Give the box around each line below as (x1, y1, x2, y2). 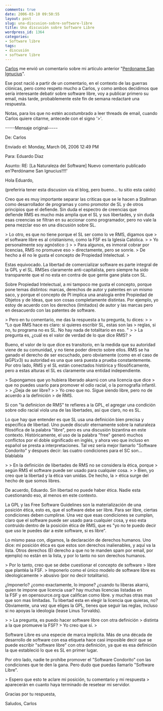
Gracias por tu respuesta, (5, 691, 56, 697)
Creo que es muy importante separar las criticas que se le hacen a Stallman (5, 196, 157, 202)
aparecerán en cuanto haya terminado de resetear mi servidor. (5, 682, 130, 688)
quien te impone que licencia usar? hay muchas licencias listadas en (5, 587, 142, 593)
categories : (5, 35, 29, 39)
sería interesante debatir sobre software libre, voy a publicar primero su (5, 91, 149, 96)
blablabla (5, 453, 23, 459)
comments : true (5, 7, 36, 12)
